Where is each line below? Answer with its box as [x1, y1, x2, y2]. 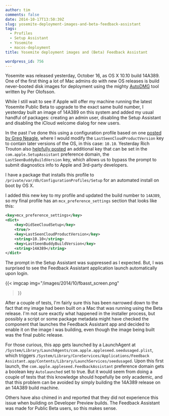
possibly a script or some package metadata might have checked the [5, 316, 149, 322]
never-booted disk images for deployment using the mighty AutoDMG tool [5, 83, 159, 89]
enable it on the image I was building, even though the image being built [5, 327, 155, 333]
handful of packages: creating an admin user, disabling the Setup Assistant [5, 115, 161, 121]
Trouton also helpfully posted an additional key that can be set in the [5, 146, 148, 152]
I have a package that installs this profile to [5, 172, 94, 178]
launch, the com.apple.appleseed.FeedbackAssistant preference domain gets [5, 363, 164, 369]
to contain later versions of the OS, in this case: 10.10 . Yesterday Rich [5, 141, 150, 147]
